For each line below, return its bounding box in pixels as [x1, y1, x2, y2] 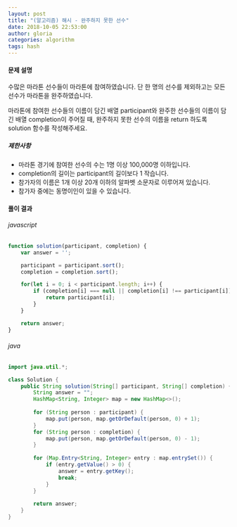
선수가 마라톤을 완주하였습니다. [8, 91, 94, 100]
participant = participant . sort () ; [20, 262, 125, 269]
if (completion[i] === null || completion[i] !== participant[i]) [33, 288, 232, 295]
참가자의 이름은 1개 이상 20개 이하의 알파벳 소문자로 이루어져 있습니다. [18, 178, 210, 186]
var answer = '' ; [20, 249, 72, 256]
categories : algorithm [8, 37, 75, 44]
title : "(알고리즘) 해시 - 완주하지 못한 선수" [8, 17, 129, 24]
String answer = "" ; [33, 389, 94, 396]
